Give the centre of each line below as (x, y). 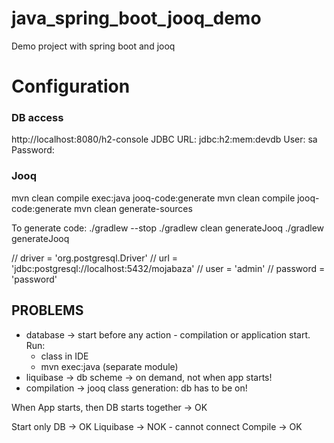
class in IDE (64, 356)
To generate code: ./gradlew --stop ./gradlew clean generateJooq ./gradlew (168, 228)
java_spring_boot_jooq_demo (136, 18)
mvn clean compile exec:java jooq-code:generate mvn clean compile (153, 198)
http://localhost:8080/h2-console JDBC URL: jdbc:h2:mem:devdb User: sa (164, 139)
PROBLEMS (47, 310)
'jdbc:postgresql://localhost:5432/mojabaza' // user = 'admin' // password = (168, 268)
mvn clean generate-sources (133, 208)
